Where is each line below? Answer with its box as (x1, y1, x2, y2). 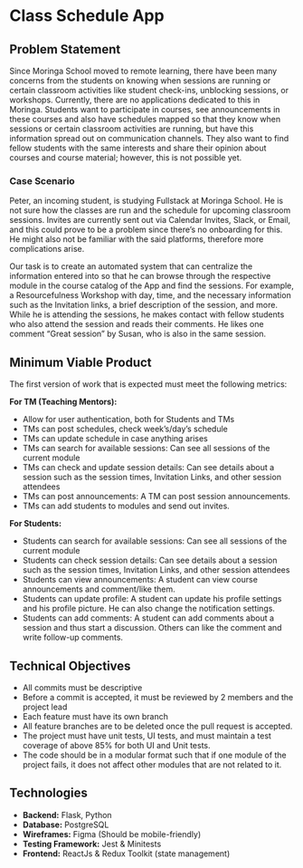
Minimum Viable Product (9, 354, 152, 370)
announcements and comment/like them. (22, 583, 175, 594)
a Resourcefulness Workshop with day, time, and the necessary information (9, 290, 291, 301)
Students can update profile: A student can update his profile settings (22, 593, 282, 604)
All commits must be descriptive (22, 681, 143, 693)
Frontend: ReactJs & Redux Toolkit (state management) (22, 848, 231, 859)
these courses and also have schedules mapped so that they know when (9, 114, 281, 124)
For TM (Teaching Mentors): (9, 396, 118, 408)
